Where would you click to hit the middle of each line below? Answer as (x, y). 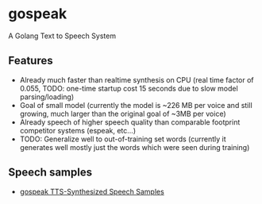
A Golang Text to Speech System (62, 36)
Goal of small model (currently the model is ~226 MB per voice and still (136, 105)
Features (31, 61)
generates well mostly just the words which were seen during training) (135, 147)
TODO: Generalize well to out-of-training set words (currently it (123, 139)
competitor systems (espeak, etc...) (78, 130)
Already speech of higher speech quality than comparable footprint (130, 122)
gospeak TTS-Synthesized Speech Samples (92, 191)
